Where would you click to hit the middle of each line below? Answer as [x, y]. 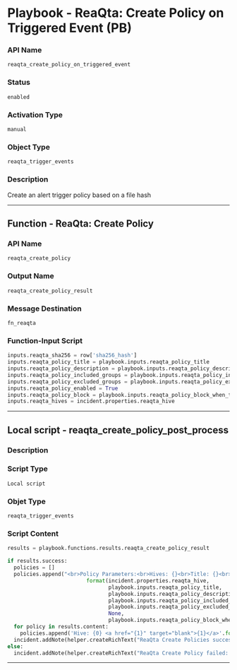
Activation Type [35, 114]
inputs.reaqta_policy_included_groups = [68, 375]
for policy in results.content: [61, 627]
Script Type [28, 469]
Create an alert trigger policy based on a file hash [79, 195]
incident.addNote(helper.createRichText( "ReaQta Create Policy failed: [121, 653]
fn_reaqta [22, 323]
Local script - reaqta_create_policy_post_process [118, 430]
